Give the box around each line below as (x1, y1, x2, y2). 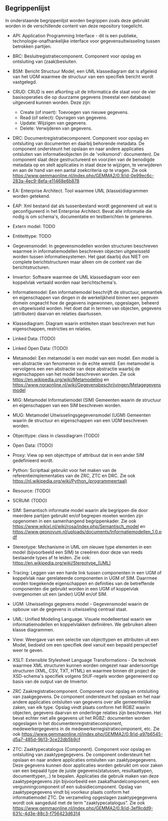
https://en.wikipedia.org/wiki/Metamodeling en (12, 376, 109, 382)
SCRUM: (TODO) (12, 497, 48, 503)
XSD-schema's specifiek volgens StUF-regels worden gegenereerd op (12, 673, 159, 679)
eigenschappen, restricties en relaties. (12, 325, 92, 332)
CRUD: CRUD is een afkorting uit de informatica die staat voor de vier (12, 88, 156, 95)
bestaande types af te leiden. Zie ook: (12, 554, 91, 560)
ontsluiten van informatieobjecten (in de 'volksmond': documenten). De (12, 151, 159, 157)
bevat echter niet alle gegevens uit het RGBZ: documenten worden (12, 715, 150, 721)
